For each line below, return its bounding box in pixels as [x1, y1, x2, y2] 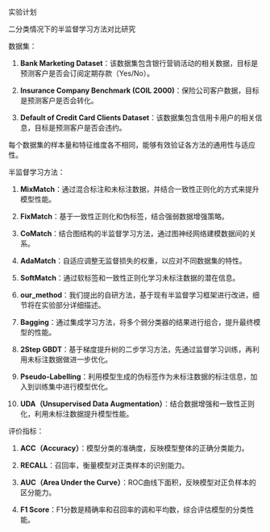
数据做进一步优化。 [48, 355, 113, 364]
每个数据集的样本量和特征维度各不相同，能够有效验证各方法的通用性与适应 [8, 140, 255, 149]
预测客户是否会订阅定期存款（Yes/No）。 [19, 69, 155, 78]
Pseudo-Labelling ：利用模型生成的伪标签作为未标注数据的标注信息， [19, 372, 251, 381]
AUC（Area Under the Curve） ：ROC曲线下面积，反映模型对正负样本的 [19, 478, 256, 487]
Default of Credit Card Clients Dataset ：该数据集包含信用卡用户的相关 [19, 113, 255, 123]
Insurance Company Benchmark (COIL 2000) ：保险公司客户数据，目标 [19, 85, 260, 95]
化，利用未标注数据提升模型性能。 [19, 409, 134, 418]
